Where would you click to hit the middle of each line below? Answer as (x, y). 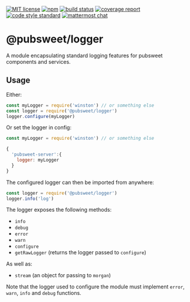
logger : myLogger (38, 160)
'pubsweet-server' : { (37, 155)
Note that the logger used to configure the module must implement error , (95, 287)
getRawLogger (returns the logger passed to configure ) (80, 252)
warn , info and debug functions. (44, 293)
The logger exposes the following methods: (59, 210)
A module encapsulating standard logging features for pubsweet (85, 55)
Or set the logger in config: (39, 127)
